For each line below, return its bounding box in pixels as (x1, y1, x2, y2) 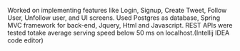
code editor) (7, 36, 44, 45)
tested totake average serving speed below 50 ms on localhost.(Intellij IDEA (7, 28, 230, 37)
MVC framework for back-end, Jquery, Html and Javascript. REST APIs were (7, 21, 233, 29)
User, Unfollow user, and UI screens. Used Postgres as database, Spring (7, 13, 220, 22)
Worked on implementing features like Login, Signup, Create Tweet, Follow (7, 6, 227, 14)
